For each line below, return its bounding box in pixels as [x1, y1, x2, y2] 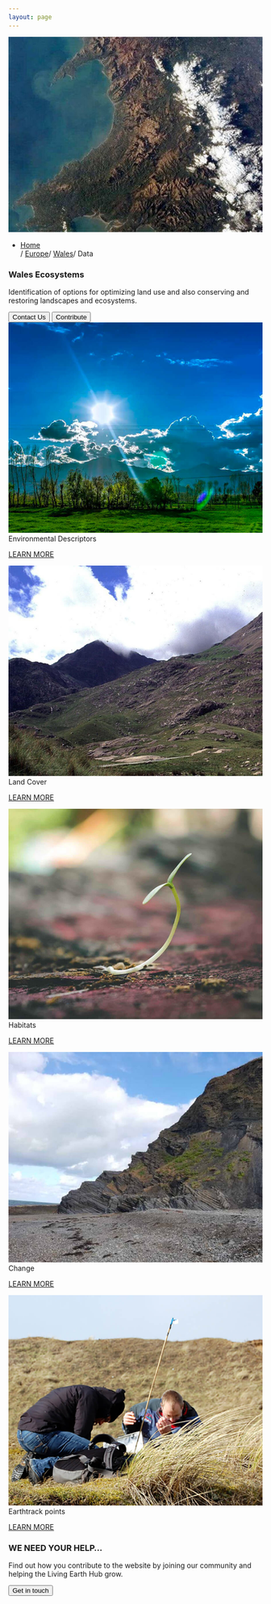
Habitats [8, 1020, 36, 1030]
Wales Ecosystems [8, 269, 85, 280]
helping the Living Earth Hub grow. [8, 1569, 123, 1579]
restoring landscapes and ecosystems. [8, 295, 137, 306]
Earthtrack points [8, 1506, 66, 1517]
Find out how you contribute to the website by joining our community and [8, 1560, 252, 1570]
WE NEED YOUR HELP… [8, 1543, 103, 1554]
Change [8, 1263, 35, 1273]
